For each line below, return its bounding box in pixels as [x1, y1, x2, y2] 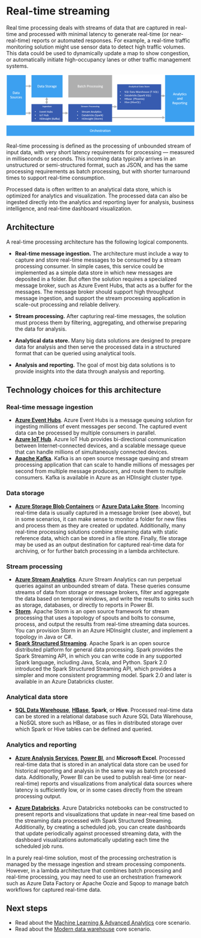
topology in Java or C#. [14, 633, 73, 640]
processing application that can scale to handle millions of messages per [14, 461, 195, 469]
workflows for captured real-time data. [6, 886, 102, 893]
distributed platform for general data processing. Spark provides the [14, 646, 184, 653]
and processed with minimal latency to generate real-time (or [18, 30, 169, 37]
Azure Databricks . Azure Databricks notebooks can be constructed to [14, 804, 188, 811]
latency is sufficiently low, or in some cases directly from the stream [14, 786, 183, 793]
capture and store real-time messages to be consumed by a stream [14, 256, 181, 263]
